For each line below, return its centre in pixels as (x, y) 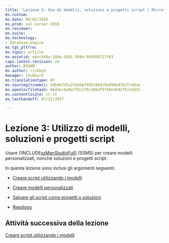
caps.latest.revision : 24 (32, 62)
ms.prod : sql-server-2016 (32, 24)
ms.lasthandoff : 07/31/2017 (35, 99)
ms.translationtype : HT (30, 80)
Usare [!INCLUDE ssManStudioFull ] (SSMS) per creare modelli (69, 153)
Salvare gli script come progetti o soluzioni (57, 198)
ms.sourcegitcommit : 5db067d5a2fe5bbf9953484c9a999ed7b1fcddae (73, 85)
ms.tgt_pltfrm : (21, 47)
